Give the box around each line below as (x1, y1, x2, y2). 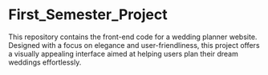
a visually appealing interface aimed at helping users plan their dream (8, 49, 238, 58)
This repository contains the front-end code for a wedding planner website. (8, 32, 258, 41)
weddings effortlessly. (8, 57, 82, 67)
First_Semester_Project (8, 6, 168, 24)
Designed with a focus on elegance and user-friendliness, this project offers (8, 40, 260, 49)
